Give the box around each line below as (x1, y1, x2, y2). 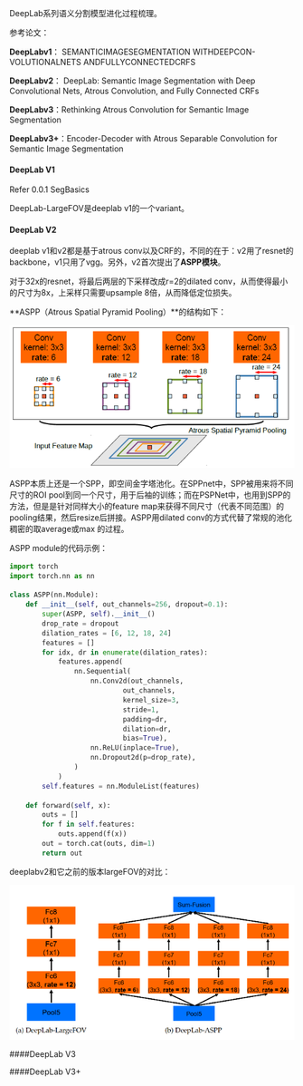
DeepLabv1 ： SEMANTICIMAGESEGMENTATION (9, 46, 192, 57)
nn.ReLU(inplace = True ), (90, 743, 180, 752)
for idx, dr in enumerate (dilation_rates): (42, 647, 208, 657)
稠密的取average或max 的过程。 (9, 523, 129, 534)
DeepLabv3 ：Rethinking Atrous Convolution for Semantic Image (9, 104, 250, 115)
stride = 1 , (122, 705, 160, 714)
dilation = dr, (122, 724, 172, 733)
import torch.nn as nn (9, 571, 95, 580)
